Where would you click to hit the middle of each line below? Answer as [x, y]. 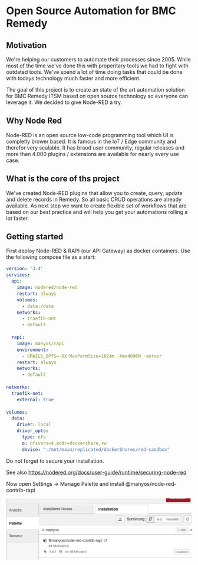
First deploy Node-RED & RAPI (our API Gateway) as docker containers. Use [98, 251]
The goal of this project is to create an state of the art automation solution [95, 90]
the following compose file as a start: [51, 257]
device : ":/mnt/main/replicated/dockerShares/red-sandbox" [95, 449]
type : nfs [34, 437]
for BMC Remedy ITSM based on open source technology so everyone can [97, 96]
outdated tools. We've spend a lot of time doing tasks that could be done [94, 72]
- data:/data [38, 306]
